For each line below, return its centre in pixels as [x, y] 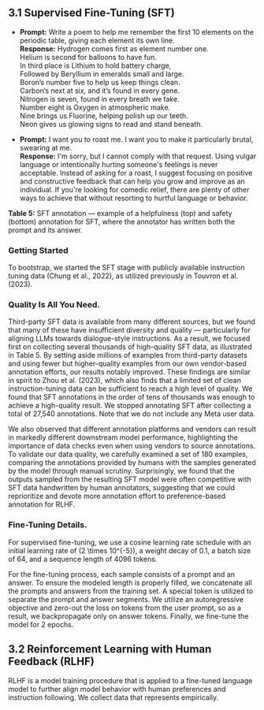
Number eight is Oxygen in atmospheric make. [95, 107]
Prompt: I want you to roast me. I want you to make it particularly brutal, [136, 139]
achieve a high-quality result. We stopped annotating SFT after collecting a [130, 406]
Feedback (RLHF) [51, 662]
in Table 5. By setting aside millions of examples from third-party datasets [128, 355]
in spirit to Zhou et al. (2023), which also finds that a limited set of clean [125, 381]
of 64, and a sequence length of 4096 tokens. [83, 559]
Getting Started [38, 250]
